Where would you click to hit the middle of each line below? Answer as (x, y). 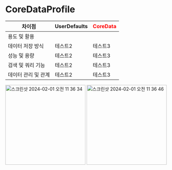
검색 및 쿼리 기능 (26, 65)
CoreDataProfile (40, 9)
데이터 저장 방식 (26, 46)
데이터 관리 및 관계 (29, 75)
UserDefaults (71, 26)
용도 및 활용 (21, 36)
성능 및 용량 (21, 56)
